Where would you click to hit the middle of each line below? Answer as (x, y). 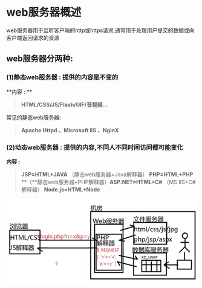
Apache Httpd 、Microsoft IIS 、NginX (70, 130)
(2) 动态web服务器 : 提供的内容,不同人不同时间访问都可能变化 (95, 147)
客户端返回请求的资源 (33, 37)
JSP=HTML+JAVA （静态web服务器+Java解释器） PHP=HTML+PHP (107, 174)
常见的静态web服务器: (34, 117)
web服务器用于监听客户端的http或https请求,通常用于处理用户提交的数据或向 (100, 30)
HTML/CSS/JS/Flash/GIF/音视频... (64, 104)
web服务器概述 (44, 12)
